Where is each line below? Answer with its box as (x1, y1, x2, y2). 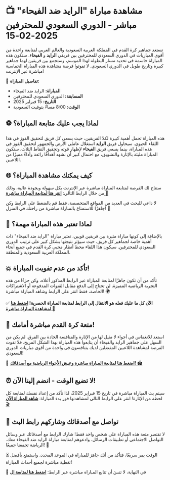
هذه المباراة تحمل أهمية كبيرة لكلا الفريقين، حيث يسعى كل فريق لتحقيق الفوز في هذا (6, 135, 165, 141)
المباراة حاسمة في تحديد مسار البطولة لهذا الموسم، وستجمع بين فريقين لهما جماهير (6, 57, 162, 63)
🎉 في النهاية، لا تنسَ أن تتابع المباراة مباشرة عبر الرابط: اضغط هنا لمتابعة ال (6, 469, 146, 475)
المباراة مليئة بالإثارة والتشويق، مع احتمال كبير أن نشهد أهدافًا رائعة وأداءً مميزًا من (6, 151, 158, 157)
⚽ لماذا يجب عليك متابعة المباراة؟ (6, 119, 99, 128)
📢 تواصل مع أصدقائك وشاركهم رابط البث (6, 417, 118, 426)
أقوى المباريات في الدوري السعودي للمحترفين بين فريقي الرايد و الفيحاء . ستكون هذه (6, 52, 164, 58)
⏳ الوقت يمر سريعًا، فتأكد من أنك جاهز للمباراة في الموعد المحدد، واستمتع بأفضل (6, 452, 158, 458)
